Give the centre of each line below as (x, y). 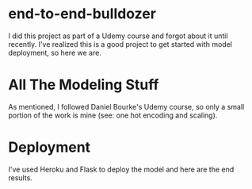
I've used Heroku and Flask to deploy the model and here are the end (121, 169)
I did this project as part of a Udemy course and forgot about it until (118, 36)
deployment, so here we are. (55, 52)
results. (21, 177)
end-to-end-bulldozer (82, 14)
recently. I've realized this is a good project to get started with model (120, 44)
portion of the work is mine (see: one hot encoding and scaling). (113, 115)
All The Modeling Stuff (84, 85)
